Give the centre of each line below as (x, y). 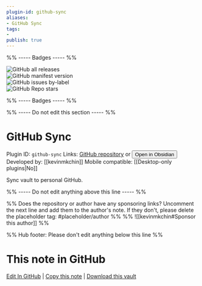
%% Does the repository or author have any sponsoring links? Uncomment (100, 203)
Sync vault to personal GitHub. (45, 180)
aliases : (17, 18)
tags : (13, 29)
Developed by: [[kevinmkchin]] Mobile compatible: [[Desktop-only (89, 161)
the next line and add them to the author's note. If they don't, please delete (100, 210)
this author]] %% (28, 223)
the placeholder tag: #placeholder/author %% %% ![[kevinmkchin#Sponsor (101, 216)
